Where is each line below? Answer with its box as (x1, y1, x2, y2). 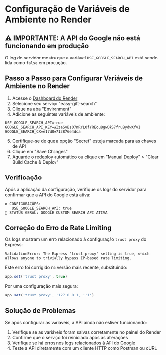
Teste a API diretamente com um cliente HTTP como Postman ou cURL (12, 345, 157, 351)
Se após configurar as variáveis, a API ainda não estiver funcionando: (5, 320, 147, 325)
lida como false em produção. (5, 60, 67, 65)
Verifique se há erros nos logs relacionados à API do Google (12, 340, 135, 346)
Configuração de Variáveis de (5, 3, 130, 15)
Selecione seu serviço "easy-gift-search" (12, 100, 97, 106)
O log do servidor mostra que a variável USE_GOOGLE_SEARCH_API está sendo (5, 55, 158, 60)
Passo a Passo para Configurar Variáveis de (5, 74, 143, 83)
